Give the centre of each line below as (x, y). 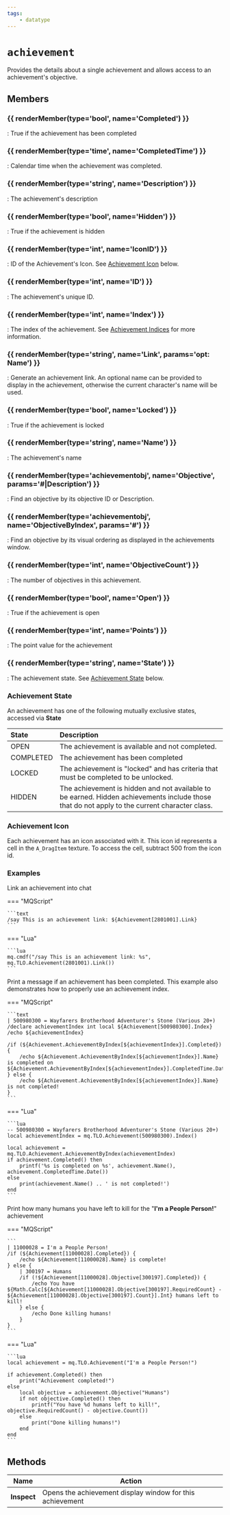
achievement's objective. (42, 77)
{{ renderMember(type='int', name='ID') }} (80, 281)
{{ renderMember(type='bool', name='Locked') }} (92, 410)
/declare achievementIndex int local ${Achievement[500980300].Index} (110, 1027)
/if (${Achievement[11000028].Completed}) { (72, 1254)
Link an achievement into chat (49, 888)
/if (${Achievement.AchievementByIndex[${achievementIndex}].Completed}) (115, 1045)
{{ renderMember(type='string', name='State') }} (91, 663)
